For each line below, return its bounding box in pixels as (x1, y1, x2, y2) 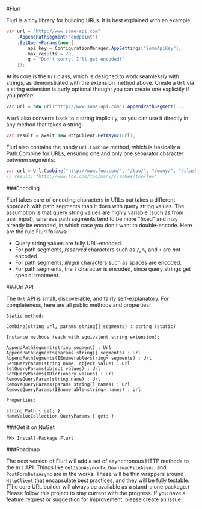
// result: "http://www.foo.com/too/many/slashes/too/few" (6, 173, 158, 179)
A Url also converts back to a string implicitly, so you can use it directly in (6, 114, 188, 122)
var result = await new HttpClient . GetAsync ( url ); (6, 132, 136, 138)
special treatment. (14, 271, 60, 279)
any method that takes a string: (6, 121, 83, 128)
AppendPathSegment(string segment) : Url (6, 344, 112, 351)
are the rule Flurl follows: (6, 228, 68, 235)
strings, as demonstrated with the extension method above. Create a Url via (6, 79, 194, 87)
